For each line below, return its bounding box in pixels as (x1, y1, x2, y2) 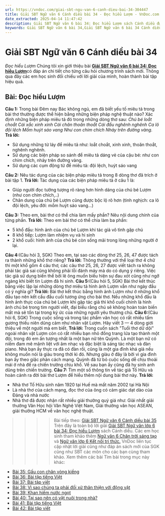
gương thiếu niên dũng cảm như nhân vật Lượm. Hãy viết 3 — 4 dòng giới (5, 320, 153, 326)
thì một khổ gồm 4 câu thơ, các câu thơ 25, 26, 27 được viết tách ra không (5, 262, 155, 268)
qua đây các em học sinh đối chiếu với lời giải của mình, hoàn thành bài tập (5, 73, 157, 79)
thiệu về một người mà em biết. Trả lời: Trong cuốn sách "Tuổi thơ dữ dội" (5, 325, 154, 331)
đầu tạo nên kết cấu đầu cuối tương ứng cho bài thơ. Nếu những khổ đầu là (5, 294, 157, 300)
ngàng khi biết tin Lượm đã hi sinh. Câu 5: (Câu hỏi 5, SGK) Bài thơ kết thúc (5, 278, 156, 284)
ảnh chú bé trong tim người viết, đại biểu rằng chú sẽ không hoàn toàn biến (5, 304, 157, 310)
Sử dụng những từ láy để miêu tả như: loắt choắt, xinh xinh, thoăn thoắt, (12, 141, 158, 148)
